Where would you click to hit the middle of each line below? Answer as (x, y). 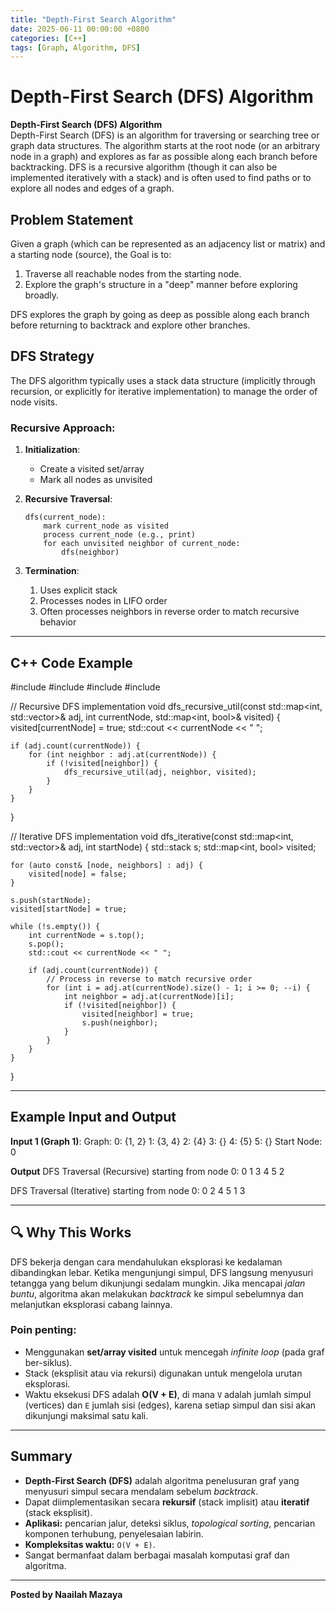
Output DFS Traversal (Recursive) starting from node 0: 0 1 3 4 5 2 (147, 1171)
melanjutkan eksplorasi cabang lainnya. (91, 1304)
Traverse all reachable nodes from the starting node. (133, 274)
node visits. (34, 402)
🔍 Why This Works (71, 1232)
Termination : (52, 571)
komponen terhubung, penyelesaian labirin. (114, 1533)
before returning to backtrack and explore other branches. (130, 325)
